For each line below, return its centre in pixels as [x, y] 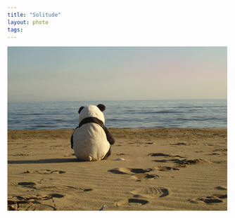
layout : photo [28, 22]
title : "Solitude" [34, 15]
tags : [15, 29]
